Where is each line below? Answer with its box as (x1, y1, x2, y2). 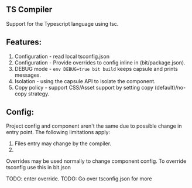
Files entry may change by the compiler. (14, 140, 112, 147)
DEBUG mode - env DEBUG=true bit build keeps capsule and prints (14, 65, 179, 72)
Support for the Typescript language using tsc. (6, 20, 119, 27)
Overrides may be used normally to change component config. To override (6, 158, 187, 165)
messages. (14, 71, 42, 78)
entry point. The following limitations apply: (6, 129, 110, 136)
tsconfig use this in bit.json (6, 164, 71, 171)
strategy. (28, 90, 50, 97)
